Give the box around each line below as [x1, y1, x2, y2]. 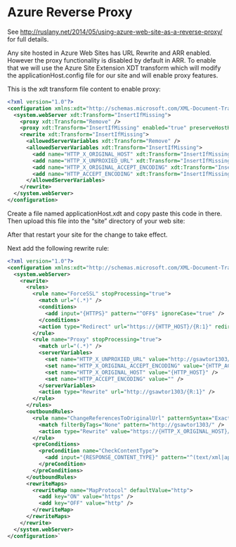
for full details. [7, 34, 49, 43]
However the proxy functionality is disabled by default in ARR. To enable [7, 56, 216, 64]
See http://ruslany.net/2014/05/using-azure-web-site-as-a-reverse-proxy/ [7, 27, 223, 36]
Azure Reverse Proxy [7, 4, 133, 20]
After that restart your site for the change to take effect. [7, 230, 168, 239]
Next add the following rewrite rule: [7, 244, 110, 252]
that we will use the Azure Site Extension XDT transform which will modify [7, 63, 221, 72]
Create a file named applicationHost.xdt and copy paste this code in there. [7, 209, 223, 218]
